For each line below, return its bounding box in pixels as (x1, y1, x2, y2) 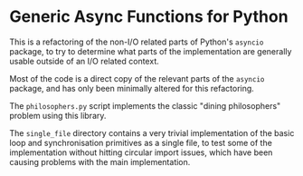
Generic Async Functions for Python (9, 6, 289, 27)
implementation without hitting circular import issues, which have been (9, 147, 273, 158)
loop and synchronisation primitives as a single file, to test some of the (9, 137, 273, 148)
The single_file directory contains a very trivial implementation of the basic (9, 127, 295, 138)
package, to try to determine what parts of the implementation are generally (9, 45, 292, 56)
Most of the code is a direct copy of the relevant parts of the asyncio (9, 73, 265, 83)
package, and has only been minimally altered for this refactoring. (9, 83, 255, 93)
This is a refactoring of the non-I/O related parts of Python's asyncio (9, 36, 264, 47)
